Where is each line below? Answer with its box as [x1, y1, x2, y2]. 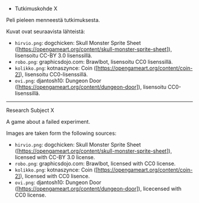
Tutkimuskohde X [14, 5, 57, 12]
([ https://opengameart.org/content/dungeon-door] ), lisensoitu [14, 83, 167, 91]
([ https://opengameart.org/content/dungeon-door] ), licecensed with [14, 185, 182, 192]
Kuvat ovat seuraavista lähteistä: [6, 28, 85, 35]
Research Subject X [6, 107, 54, 114]
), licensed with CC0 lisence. [20, 173, 90, 179]
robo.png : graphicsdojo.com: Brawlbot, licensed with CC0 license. [14, 160, 176, 167]
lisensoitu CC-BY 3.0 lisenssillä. [14, 52, 93, 59]
